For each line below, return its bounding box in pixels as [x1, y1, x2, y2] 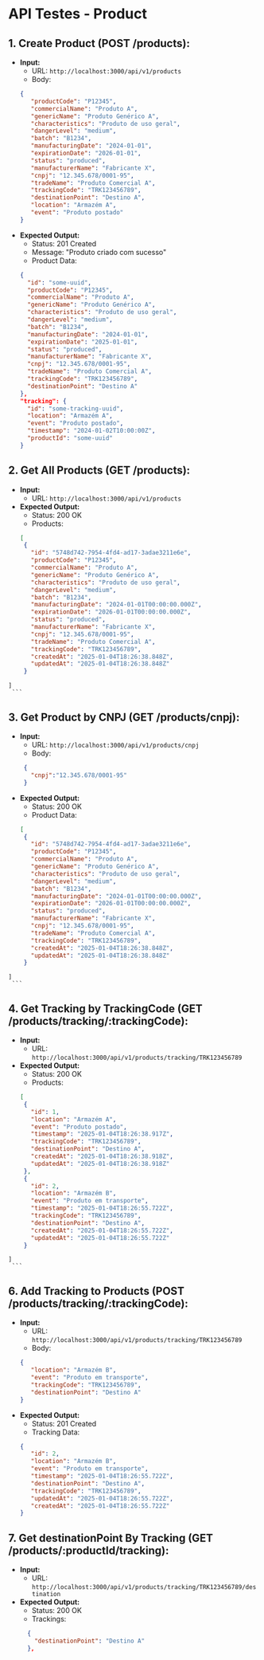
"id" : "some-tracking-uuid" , [27, 404, 124, 413]
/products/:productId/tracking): [8, 1544, 169, 1557]
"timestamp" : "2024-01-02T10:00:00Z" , [27, 427, 156, 435]
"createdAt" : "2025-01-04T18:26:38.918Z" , [30, 1152, 173, 1160]
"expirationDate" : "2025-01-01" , [27, 338, 138, 346]
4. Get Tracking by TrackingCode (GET [8, 1002, 203, 1015]
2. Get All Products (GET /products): [8, 464, 191, 477]
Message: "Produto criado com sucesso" [31, 247, 167, 257]
